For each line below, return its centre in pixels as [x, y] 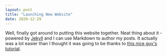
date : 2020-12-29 [23, 19]
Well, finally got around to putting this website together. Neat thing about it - [84, 33]
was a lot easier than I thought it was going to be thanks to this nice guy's [81, 44]
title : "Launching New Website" [39, 14]
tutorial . [13, 49]
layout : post [19, 10]
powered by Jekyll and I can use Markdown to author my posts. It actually [81, 38]
